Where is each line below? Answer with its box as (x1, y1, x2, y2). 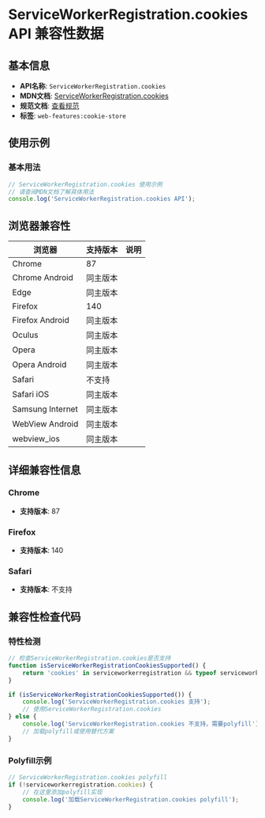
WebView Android (12, 418, 79, 430)
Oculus (12, 330, 39, 341)
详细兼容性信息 (8, 463, 81, 476)
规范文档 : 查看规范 (19, 101, 80, 110)
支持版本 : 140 (19, 546, 64, 555)
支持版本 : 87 (19, 506, 61, 516)
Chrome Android (12, 272, 73, 283)
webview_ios (12, 434, 61, 445)
